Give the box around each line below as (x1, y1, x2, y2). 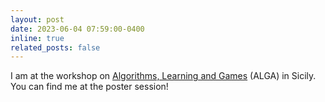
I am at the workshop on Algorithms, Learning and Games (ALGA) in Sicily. (10, 70, 317, 82)
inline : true (10, 33, 65, 43)
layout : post (10, 14, 65, 25)
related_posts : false (10, 42, 101, 53)
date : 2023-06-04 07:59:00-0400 (10, 24, 145, 34)
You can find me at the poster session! (10, 81, 169, 93)
